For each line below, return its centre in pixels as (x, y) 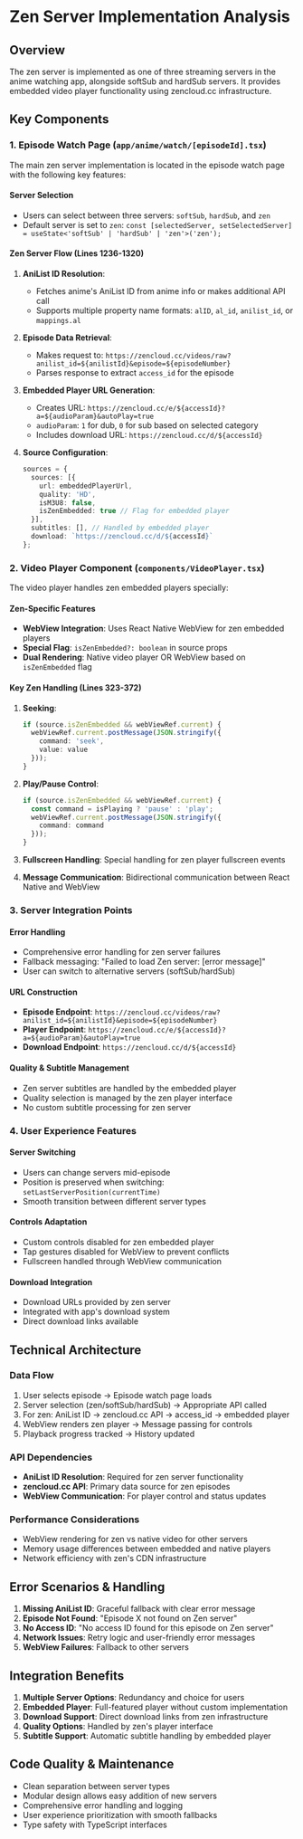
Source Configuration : (65, 453)
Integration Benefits (67, 1676)
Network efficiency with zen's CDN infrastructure (114, 1558)
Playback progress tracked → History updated (109, 1434)
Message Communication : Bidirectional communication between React (156, 877)
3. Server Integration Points (71, 910)
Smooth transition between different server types (114, 1201)
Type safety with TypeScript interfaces (95, 1825)
